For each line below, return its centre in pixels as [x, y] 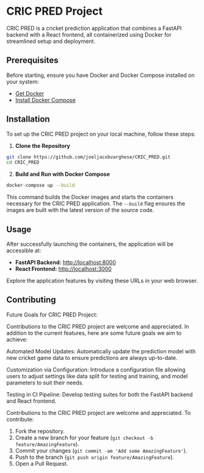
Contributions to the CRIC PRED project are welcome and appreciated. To [99, 413]
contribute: [20, 419]
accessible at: [24, 251]
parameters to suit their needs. [45, 383]
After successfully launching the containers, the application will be [90, 244]
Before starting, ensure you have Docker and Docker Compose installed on [101, 75]
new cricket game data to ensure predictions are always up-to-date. [92, 358]
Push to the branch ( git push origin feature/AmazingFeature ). [94, 457]
